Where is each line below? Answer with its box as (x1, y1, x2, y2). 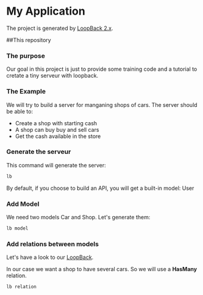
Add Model (6, 200, 40, 208)
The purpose (6, 51, 46, 60)
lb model (6, 225, 29, 231)
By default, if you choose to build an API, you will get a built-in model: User (6, 184, 194, 192)
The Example (6, 87, 46, 96)
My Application (6, 4, 85, 18)
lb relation (6, 284, 37, 290)
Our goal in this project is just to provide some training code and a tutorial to (6, 65, 198, 73)
